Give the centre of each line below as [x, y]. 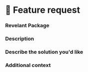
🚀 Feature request [43, 10]
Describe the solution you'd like [44, 52]
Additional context [28, 65]
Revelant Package [27, 26]
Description [20, 39]
